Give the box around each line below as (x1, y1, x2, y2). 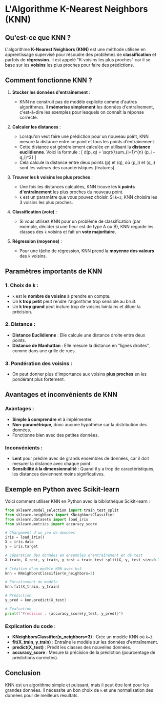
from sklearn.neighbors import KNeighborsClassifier (5, 512, 115, 517)
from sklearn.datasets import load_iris (5, 517, 89, 522)
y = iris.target (5, 544, 38, 549)
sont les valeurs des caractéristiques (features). (19, 164, 116, 170)
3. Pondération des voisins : (5, 360, 72, 366)
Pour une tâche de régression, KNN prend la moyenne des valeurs (19, 248, 155, 254)
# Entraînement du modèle (5, 580, 58, 585)
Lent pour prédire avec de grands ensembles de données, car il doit (12, 455, 149, 462)
